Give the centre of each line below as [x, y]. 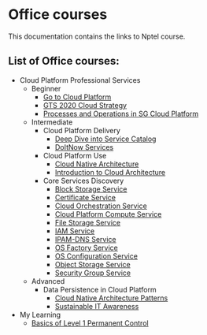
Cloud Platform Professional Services [80, 80]
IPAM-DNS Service [85, 239]
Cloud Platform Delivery [81, 130]
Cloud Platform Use [75, 155]
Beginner [46, 88]
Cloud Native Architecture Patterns [111, 298]
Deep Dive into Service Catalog [105, 139]
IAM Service [75, 231]
